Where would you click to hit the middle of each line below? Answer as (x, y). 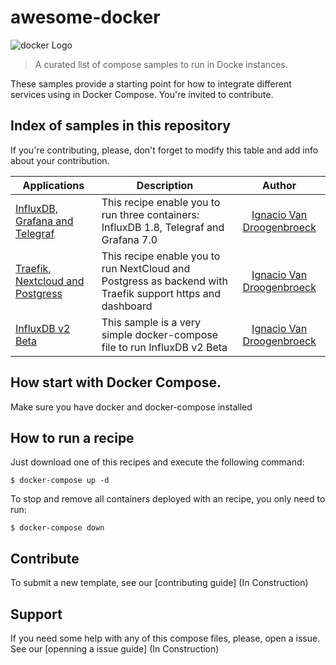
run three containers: (150, 214)
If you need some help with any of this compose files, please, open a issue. (165, 638)
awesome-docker (85, 17)
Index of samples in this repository (120, 126)
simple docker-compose (159, 334)
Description (165, 185)
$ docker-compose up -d (60, 481)
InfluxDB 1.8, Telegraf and (163, 227)
